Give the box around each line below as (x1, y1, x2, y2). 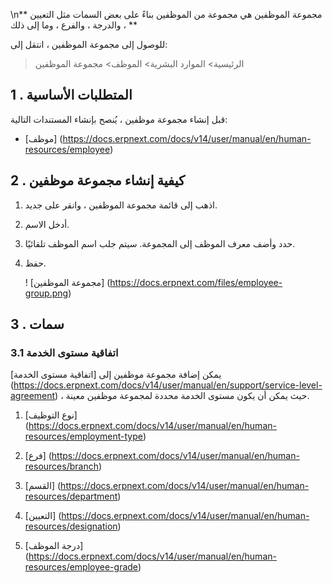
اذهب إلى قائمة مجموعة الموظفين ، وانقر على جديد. (24, 199, 218, 211)
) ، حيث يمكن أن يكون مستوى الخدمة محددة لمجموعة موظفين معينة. (54, 390, 310, 402)
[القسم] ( (24, 480, 62, 492)
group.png (24, 287, 69, 299)
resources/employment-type (24, 430, 143, 443)
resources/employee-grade (24, 561, 139, 573)
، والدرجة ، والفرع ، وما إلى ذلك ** (10, 19, 138, 31)
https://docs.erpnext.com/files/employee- (109, 276, 283, 288)
